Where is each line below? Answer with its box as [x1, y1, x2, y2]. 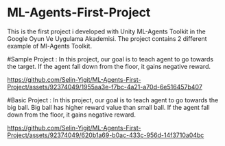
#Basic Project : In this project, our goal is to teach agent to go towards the [7, 96, 219, 104]
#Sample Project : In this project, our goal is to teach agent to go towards [7, 55, 214, 63]
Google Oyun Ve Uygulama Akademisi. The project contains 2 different [7, 34, 207, 42]
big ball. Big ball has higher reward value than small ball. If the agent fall [7, 103, 211, 111]
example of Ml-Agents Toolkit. [7, 42, 93, 50]
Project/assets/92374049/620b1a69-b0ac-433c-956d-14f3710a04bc [7, 131, 204, 139]
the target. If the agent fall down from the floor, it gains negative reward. [7, 62, 211, 70]
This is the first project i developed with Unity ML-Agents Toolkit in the [7, 27, 206, 35]
